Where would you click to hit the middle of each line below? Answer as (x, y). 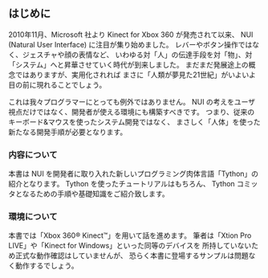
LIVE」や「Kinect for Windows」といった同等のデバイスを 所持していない (130, 246)
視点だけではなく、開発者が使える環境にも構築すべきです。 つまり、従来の (132, 112)
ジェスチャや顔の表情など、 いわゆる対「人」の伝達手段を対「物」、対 (137, 55)
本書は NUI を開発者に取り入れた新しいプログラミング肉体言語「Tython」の (134, 174)
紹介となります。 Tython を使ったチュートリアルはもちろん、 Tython (122, 184)
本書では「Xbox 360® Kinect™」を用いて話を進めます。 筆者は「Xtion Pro (130, 235)
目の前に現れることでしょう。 (57, 84)
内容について (33, 154)
